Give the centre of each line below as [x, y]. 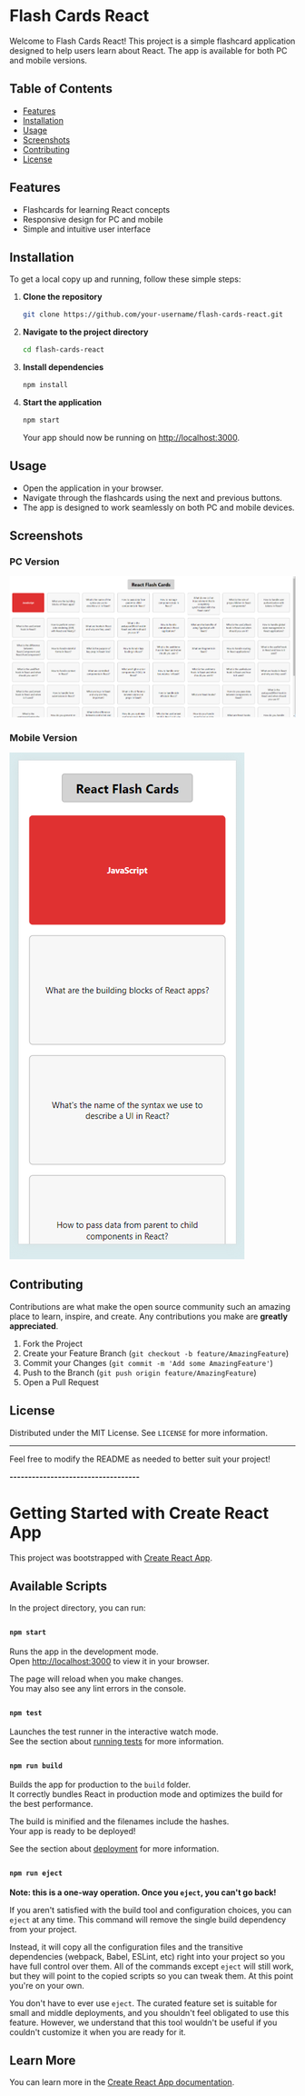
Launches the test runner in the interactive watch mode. [114, 1732]
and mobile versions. [49, 60]
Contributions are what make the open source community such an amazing [150, 1306]
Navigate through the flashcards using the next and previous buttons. [152, 497]
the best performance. [51, 1804]
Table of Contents [61, 89]
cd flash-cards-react [63, 350]
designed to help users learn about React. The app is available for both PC [148, 50]
